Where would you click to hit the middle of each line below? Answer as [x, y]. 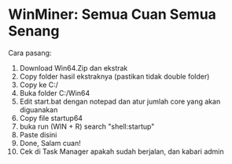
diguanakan [39, 109]
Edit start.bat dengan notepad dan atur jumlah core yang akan [120, 101]
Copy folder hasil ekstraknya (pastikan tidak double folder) [114, 76]
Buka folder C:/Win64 [55, 93]
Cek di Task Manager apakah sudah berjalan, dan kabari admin [122, 151]
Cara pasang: [30, 53]
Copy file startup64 [51, 118]
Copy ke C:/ [39, 85]
